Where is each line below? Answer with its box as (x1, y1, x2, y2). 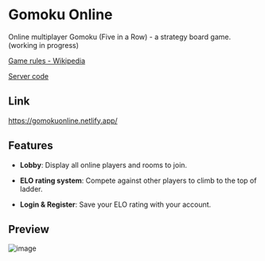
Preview (8, 222, 50, 236)
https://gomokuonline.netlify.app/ (8, 116, 118, 125)
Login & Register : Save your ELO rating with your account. (19, 200, 212, 209)
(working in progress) (8, 40, 80, 49)
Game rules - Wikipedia (8, 56, 86, 65)
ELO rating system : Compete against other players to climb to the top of (19, 176, 257, 185)
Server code (8, 71, 49, 81)
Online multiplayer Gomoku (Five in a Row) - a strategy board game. (8, 32, 232, 42)
